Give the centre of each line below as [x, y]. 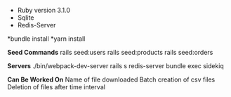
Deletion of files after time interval [56, 87]
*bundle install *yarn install [46, 39]
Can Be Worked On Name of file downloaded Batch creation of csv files [111, 79]
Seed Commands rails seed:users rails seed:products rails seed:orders [110, 52]
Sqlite [26, 18]
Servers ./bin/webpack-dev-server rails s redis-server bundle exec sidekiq [116, 66]
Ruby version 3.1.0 [44, 10]
